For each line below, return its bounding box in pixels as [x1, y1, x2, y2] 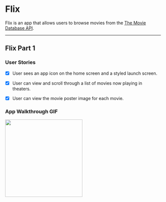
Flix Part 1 [5, 44, 36, 52]
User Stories [5, 59, 36, 66]
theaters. [12, 86, 31, 92]
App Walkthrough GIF [5, 108, 58, 115]
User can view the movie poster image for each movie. [12, 95, 124, 101]
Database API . [5, 25, 34, 31]
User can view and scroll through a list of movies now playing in [12, 80, 142, 86]
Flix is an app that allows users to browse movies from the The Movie [5, 20, 146, 26]
